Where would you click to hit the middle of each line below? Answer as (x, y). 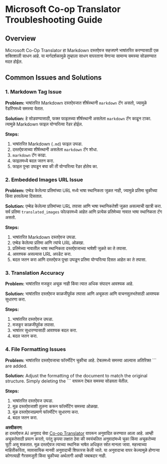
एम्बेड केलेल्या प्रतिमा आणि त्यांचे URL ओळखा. (48, 243)
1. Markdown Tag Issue (34, 92)
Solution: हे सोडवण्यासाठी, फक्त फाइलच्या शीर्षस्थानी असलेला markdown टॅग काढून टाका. (78, 118)
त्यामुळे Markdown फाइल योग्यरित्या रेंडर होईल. (44, 124)
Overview (21, 38)
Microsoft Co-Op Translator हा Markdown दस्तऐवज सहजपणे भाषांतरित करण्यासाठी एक (82, 50)
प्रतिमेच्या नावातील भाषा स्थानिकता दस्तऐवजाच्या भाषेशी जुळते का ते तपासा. (70, 248)
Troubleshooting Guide (54, 20)
